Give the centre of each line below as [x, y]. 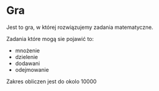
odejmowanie [32, 69]
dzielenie [26, 57]
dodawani [28, 63]
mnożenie [28, 50]
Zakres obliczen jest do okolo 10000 [52, 81]
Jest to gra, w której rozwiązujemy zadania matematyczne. [80, 27]
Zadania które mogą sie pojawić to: [50, 39]
